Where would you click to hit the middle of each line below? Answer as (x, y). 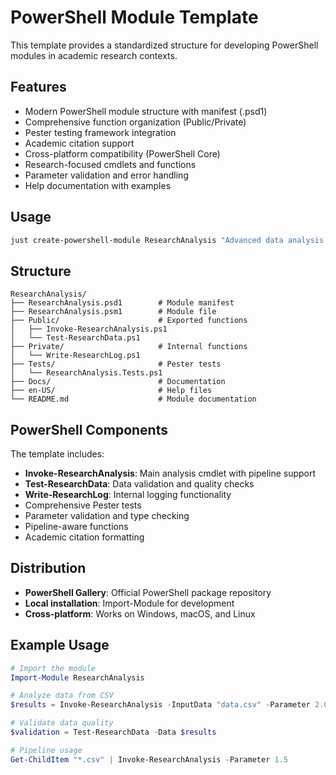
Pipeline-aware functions (76, 527)
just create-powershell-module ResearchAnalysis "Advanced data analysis (167, 240)
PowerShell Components (89, 429)
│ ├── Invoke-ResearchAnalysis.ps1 (89, 329)
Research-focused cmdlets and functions (110, 164)
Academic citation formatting (84, 537)
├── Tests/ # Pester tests (116, 364)
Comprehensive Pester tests (83, 505)
